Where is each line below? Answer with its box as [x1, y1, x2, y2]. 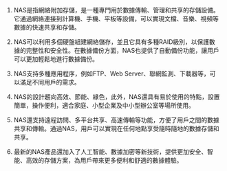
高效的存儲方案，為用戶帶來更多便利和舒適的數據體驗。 [25, 157, 183, 164]
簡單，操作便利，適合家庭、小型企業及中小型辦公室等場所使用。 [13, 102, 195, 109]
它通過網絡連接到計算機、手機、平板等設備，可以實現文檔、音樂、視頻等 [13, 14, 219, 23]
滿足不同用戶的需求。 [19, 78, 80, 86]
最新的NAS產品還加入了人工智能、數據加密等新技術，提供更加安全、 [13, 148, 208, 156]
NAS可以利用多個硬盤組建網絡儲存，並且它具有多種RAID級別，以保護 [13, 38, 210, 46]
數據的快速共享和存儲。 [13, 23, 80, 31]
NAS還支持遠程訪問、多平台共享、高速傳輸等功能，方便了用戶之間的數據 [13, 116, 219, 124]
